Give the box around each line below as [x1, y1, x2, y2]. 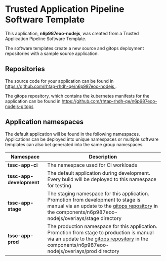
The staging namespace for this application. [47, 190, 149, 197]
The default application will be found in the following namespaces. [5, 131, 140, 137]
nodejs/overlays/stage [47, 214, 100, 221]
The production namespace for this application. [47, 223, 157, 230]
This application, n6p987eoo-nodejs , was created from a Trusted [5, 30, 139, 36]
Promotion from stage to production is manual [47, 229, 154, 236]
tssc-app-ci [7, 161, 38, 168]
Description [88, 153, 117, 160]
